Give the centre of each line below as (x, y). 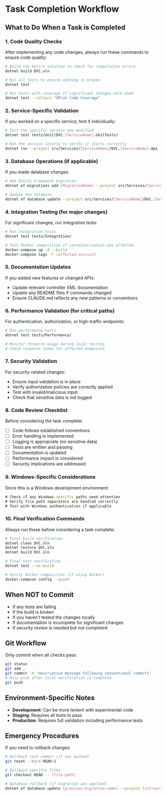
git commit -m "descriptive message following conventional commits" (78, 673)
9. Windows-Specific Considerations (50, 477)
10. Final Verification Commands (45, 519)
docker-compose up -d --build (36, 250)
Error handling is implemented (43, 436)
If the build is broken (33, 612)
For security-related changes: (35, 372)
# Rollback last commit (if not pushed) (47, 757)
